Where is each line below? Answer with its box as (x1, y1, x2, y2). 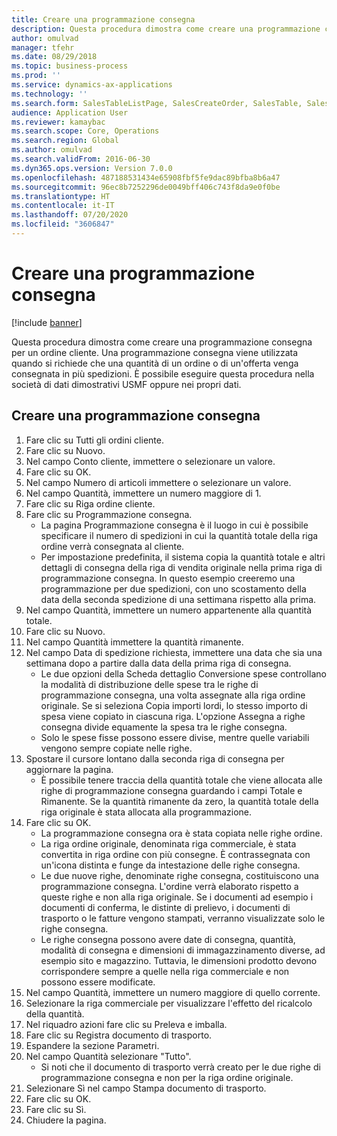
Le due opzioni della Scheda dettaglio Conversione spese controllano (40, 667, 327, 680)
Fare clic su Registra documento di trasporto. (25, 1029, 213, 1041)
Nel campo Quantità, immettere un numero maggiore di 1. (25, 487, 262, 499)
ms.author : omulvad (11, 145, 93, 155)
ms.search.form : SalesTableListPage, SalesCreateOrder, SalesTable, (11, 98, 303, 108)
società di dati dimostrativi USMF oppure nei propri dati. (11, 378, 242, 390)
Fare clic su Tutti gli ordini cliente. (25, 434, 164, 446)
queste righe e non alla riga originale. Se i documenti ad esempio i (40, 891, 314, 903)
